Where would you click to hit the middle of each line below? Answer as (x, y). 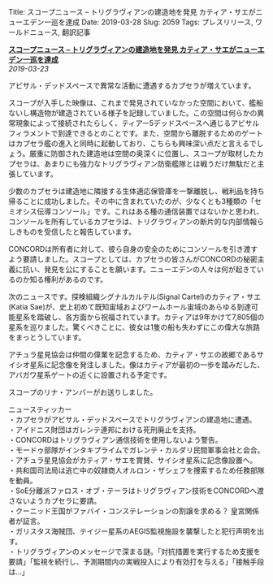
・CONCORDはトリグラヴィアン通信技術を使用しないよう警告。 (115, 440)
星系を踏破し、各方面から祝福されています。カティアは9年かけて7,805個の (140, 317)
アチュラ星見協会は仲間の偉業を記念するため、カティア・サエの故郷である (133, 355)
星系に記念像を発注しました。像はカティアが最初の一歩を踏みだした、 (147, 365)
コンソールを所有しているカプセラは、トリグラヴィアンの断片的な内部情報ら (136, 221)
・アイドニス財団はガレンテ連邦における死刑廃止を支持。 (104, 430)
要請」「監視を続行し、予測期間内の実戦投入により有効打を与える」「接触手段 (136, 562)
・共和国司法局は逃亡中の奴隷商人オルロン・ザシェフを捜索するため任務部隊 (136, 470)
